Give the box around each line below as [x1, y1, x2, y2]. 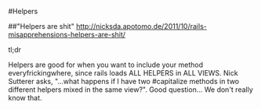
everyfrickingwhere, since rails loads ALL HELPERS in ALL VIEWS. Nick [8, 69, 238, 77]
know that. [8, 93, 42, 102]
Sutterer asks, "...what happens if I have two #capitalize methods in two [8, 77, 240, 86]
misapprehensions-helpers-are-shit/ [8, 30, 126, 39]
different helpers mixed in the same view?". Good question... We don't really [8, 85, 253, 94]
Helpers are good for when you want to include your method [8, 60, 204, 69]
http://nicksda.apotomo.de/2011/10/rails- [75, 22, 208, 30]
